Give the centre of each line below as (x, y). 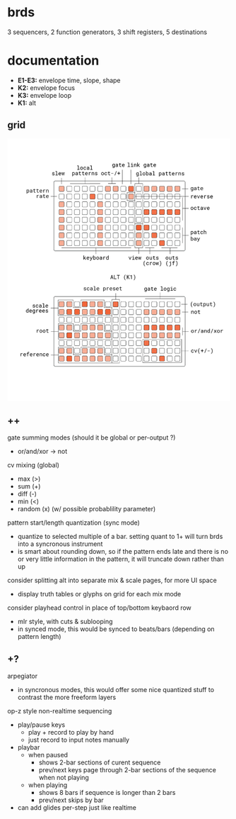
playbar (29, 747)
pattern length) (39, 637)
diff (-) (27, 494)
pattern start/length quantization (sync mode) (73, 523)
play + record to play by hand (71, 732)
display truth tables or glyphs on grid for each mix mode (99, 594)
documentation (53, 61)
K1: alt (27, 103)
